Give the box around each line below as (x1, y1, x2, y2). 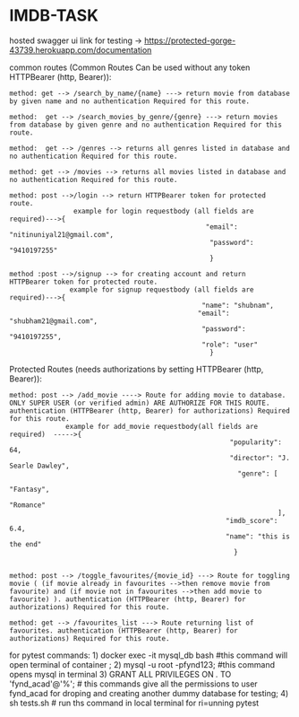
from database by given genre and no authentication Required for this (9, 120, 282, 129)
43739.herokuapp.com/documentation (9, 44, 152, 55)
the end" (9, 539, 42, 548)
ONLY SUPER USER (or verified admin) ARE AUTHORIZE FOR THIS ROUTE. (9, 398, 270, 407)
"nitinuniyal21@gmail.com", (9, 230, 115, 239)
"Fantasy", (9, 485, 50, 494)
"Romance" (9, 500, 47, 510)
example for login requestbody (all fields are (73, 206, 254, 215)
